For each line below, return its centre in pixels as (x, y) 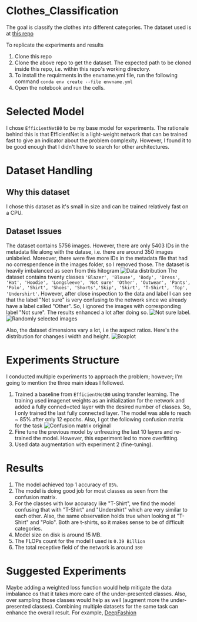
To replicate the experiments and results (55, 45)
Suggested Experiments (66, 571)
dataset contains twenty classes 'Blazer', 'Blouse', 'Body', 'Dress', (93, 277)
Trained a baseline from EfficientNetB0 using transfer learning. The (97, 394)
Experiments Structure (63, 360)
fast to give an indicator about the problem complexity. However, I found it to (99, 140)
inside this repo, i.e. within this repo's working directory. (83, 68)
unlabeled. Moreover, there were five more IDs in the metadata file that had (97, 258)
